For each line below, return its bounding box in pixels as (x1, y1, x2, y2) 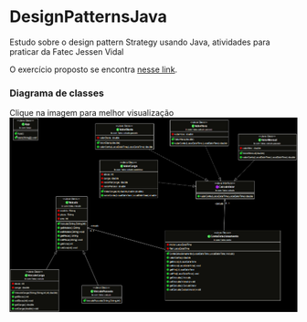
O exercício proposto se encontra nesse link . (9, 64, 178, 75)
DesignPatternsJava (9, 6, 167, 27)
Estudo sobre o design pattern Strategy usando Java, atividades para (9, 36, 271, 47)
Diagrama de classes (9, 87, 105, 99)
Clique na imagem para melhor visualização (9, 108, 175, 119)
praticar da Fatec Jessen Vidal (9, 46, 124, 57)
